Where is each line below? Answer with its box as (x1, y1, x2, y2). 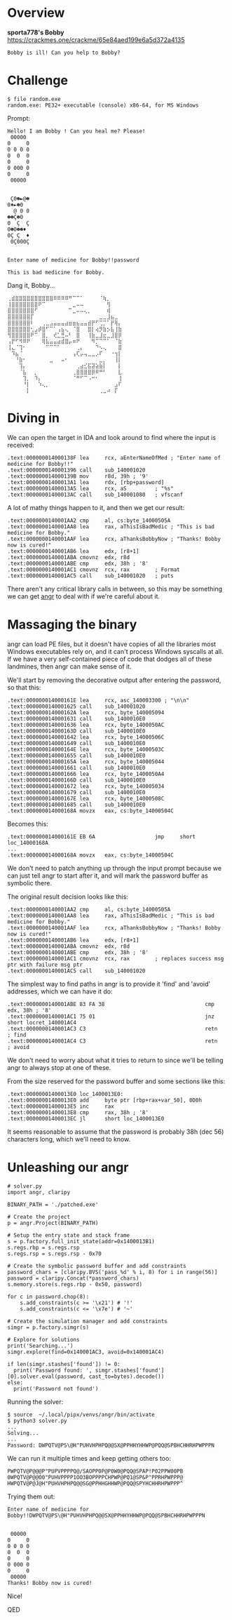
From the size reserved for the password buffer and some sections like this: (7, 1077, 226, 1085)
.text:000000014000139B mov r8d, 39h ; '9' (7, 472, 149, 480)
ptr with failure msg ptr (7, 961, 83, 968)
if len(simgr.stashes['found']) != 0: (7, 1360, 121, 1367)
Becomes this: (7, 819, 49, 828)
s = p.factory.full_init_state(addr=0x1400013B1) (7, 1238, 156, 1245)
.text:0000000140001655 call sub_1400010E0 (7, 752, 146, 759)
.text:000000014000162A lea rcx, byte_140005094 (7, 709, 165, 716)
